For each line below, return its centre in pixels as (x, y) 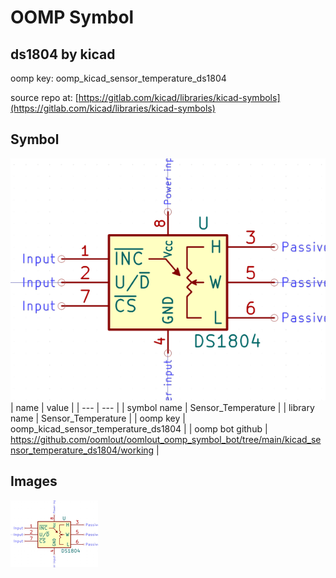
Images (34, 481)
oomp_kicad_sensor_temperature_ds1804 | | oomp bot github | (139, 429)
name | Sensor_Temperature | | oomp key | (98, 418)
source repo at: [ (44, 97)
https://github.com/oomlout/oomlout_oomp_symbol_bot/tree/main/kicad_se (166, 440)
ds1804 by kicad (63, 54)
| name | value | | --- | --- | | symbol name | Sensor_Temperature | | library (162, 408)
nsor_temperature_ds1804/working (82, 450)
